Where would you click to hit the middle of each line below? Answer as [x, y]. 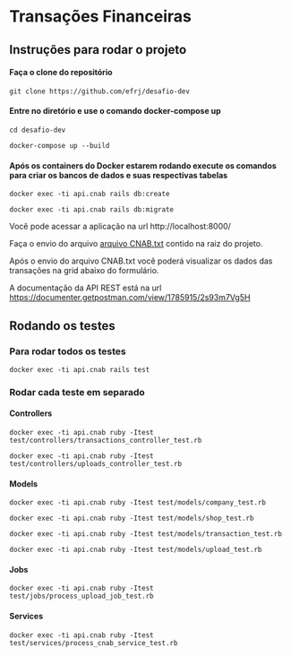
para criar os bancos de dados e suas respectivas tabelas [119, 175]
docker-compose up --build [60, 145]
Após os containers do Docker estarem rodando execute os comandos [143, 165]
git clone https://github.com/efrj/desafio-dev [100, 91]
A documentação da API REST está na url [86, 288]
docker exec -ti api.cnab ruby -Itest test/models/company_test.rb [138, 503]
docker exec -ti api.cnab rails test [80, 369]
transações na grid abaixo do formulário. [84, 271]
